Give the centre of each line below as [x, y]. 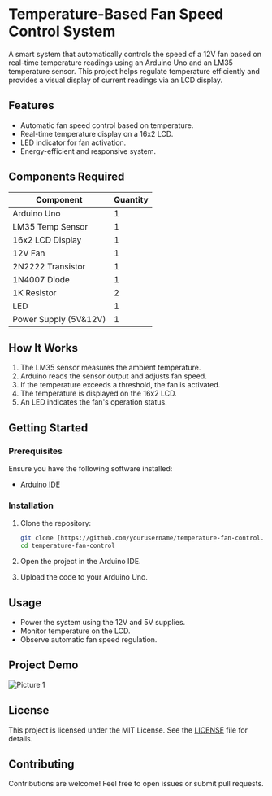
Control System [62, 31]
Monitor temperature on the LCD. [76, 631]
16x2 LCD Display [47, 239]
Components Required [67, 177]
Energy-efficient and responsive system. [88, 151]
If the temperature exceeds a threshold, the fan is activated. [120, 385]
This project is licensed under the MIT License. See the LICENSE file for [128, 730]
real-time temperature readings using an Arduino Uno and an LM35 [121, 63]
